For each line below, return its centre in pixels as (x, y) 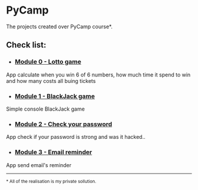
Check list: (26, 45)
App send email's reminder (39, 165)
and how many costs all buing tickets (51, 81)
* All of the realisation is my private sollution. (51, 181)
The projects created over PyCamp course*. (60, 26)
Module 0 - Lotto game (48, 62)
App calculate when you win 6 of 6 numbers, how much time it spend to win (98, 75)
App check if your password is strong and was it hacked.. (76, 137)
